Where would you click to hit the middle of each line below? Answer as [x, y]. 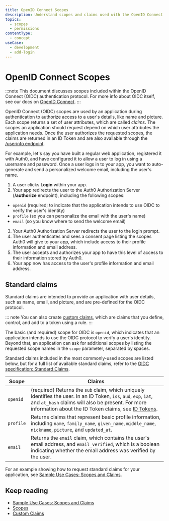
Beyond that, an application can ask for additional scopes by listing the [78, 343]
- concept [20, 38]
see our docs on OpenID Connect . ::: [43, 102]
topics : [13, 19]
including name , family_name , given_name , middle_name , [94, 424]
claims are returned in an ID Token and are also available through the [76, 138]
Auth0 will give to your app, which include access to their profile [79, 242]
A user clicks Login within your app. [50, 185]
